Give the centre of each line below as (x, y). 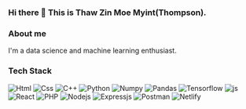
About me (28, 33)
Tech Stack (30, 71)
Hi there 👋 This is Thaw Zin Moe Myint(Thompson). (107, 13)
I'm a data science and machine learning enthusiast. (92, 51)
